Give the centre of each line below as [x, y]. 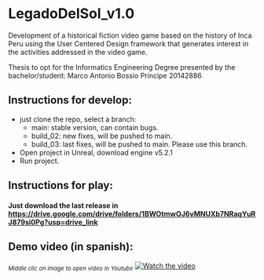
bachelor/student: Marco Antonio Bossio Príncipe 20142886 [105, 75]
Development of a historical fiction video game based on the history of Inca [130, 35]
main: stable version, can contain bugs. [95, 127]
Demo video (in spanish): [71, 247]
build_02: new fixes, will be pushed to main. [102, 136]
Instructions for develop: [70, 100]
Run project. [39, 161]
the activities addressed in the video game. [78, 52]
